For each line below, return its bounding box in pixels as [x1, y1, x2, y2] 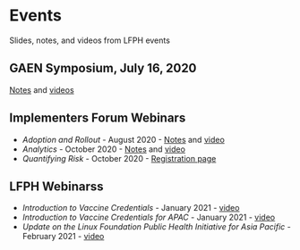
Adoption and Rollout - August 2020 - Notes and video [21, 134, 226, 145]
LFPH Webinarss [9, 179, 104, 194]
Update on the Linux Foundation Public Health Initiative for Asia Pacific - [21, 221, 291, 232]
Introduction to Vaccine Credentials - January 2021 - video [21, 203, 240, 213]
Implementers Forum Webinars [9, 111, 186, 126]
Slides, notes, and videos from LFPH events [9, 35, 170, 46]
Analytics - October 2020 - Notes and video [21, 144, 186, 154]
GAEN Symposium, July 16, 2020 [9, 61, 197, 76]
